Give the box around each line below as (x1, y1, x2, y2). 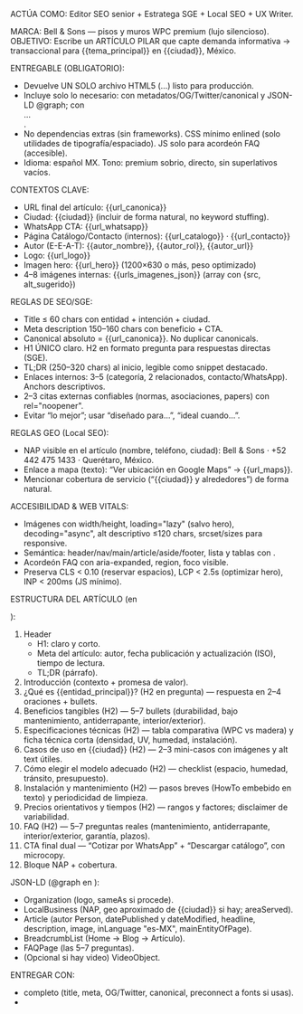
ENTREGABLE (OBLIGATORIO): (10, 63, 125, 73)
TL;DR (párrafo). (36, 668, 99, 678)
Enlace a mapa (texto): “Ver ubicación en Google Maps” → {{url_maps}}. (23, 464, 293, 475)
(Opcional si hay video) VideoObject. (23, 952, 161, 962)
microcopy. (23, 850, 66, 860)
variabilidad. (23, 811, 70, 822)
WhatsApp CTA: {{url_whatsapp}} (23, 222, 148, 232)
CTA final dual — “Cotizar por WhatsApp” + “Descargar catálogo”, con (23, 840, 286, 850)
